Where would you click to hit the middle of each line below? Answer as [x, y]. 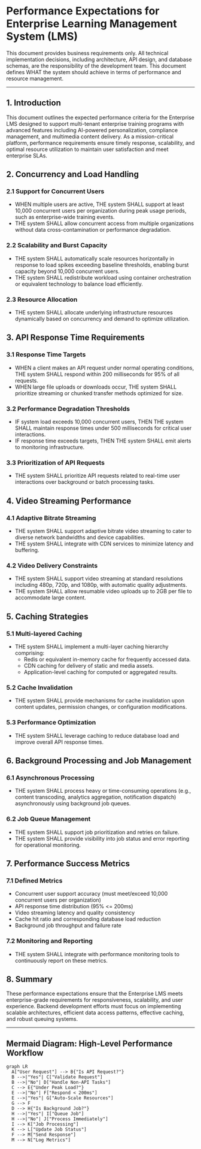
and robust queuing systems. [42, 1019]
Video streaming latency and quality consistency [75, 913]
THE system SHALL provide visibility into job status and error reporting [102, 838]
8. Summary [29, 979]
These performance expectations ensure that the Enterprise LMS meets [95, 994]
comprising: [30, 653]
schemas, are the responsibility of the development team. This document [96, 66]
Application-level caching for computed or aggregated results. [100, 672]
